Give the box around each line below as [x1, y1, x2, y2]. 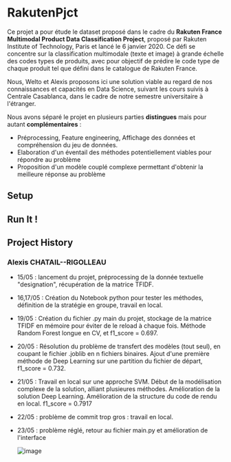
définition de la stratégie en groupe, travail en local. [16, 301, 163, 309]
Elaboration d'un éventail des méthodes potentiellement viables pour [16, 148, 212, 156]
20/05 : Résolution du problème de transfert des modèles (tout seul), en [16, 342, 221, 350]
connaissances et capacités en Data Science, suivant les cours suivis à [7, 85, 209, 93]
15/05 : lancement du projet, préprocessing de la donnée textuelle [16, 273, 204, 282]
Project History [7, 237, 74, 249]
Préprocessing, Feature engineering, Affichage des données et [16, 133, 196, 142]
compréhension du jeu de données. [16, 140, 118, 149]
